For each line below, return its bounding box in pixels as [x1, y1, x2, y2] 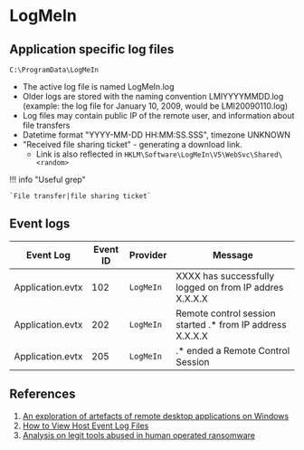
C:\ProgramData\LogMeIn [9, 65, 100, 74]
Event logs [9, 216, 71, 232]
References [9, 387, 76, 402]
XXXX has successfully [176, 269, 274, 282]
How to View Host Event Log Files [22, 420, 149, 431]
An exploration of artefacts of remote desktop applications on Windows [22, 410, 290, 421]
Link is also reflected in [35, 148, 123, 159]
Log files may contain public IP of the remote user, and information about [22, 110, 295, 120]
